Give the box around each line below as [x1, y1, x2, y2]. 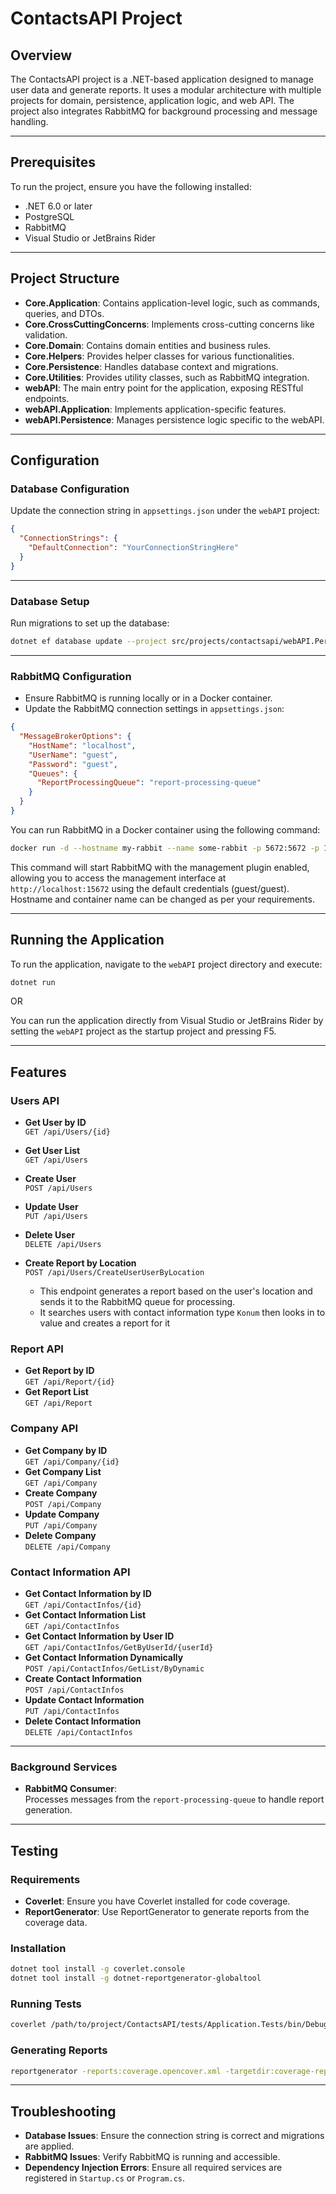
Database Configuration [10, 482, 130, 496]
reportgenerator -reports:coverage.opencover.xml [10, 2066, 222, 2076]
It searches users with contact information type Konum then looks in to [39, 1307, 326, 1319]
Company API [10, 1422, 79, 1436]
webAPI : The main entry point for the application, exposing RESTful [24, 382, 304, 394]
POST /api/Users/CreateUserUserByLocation [24, 1268, 205, 1278]
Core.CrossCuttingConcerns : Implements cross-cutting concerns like [24, 318, 315, 330]
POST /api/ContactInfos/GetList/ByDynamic [24, 1664, 205, 1674]
